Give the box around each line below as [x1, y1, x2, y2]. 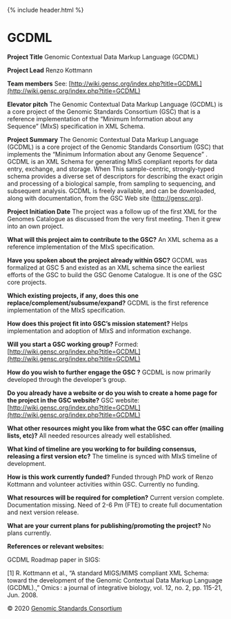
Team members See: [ [7, 79, 71, 88]
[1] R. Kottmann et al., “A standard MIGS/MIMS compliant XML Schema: [7, 569, 209, 577]
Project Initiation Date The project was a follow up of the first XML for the [7, 207, 217, 216]
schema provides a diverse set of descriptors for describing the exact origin [7, 172, 223, 180]
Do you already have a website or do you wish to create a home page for [7, 389, 218, 397]
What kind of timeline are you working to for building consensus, [7, 445, 197, 453]
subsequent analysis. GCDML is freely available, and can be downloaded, [7, 186, 216, 195]
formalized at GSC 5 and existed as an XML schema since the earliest [7, 263, 205, 272]
